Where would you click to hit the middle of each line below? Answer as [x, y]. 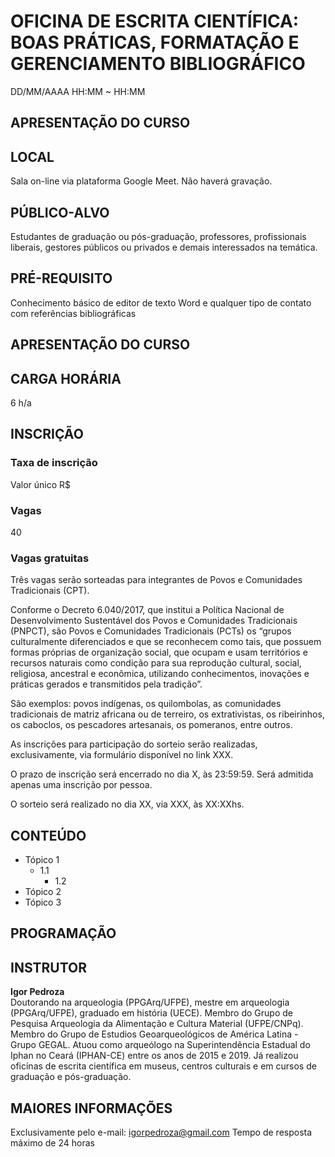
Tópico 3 [43, 902]
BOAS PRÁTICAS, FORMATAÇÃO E [155, 42]
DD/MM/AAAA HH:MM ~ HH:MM [78, 91]
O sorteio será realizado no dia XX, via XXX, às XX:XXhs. [127, 804]
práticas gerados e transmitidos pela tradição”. [106, 684]
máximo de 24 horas [52, 1143]
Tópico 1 [42, 860]
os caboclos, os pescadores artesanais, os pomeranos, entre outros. [151, 725]
